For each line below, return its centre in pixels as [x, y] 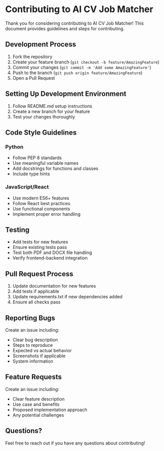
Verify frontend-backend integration [50, 258]
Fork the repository [33, 56]
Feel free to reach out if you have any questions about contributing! [75, 443]
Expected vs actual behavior [42, 350]
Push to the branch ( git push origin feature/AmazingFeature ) [77, 73]
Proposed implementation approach [50, 410]
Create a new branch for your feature [51, 111]
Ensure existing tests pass [40, 247]
